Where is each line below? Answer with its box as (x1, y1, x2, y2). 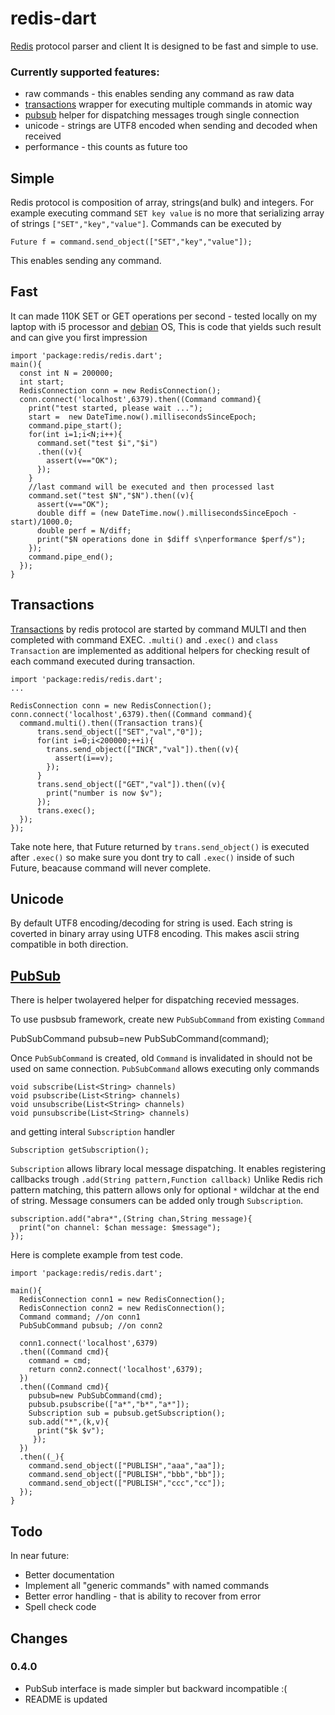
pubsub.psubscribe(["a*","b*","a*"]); (28, 1400, 190, 1410)
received (24, 130, 62, 142)
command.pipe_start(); (28, 420, 123, 431)
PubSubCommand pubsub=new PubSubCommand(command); (10, 1033, 270, 1045)
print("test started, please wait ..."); (28, 403, 203, 413)
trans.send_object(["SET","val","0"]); (36, 727, 203, 737)
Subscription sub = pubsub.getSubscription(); (28, 1408, 226, 1419)
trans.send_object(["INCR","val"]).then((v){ (46, 744, 240, 754)
